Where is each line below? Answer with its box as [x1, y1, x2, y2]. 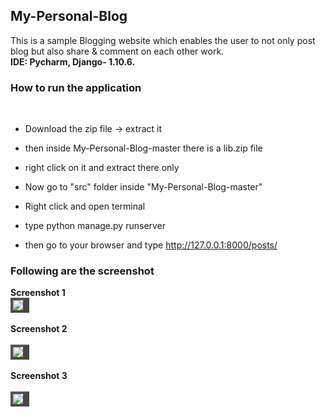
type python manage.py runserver [24, 220, 167, 232]
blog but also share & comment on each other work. [10, 45, 225, 57]
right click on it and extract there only [24, 162, 180, 174]
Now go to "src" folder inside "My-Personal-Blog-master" [24, 181, 263, 193]
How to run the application [10, 80, 142, 94]
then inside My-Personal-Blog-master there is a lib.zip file [24, 142, 263, 154]
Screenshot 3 [10, 370, 68, 382]
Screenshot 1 [10, 287, 66, 299]
